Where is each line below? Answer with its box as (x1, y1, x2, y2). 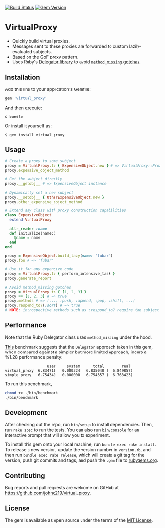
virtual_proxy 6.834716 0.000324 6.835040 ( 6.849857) (5, 368, 133, 373)
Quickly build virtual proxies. (12, 38, 70, 44)
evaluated (12, 48, 33, 54)
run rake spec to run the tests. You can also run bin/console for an (5, 427, 139, 433)
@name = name (14, 235, 41, 240)
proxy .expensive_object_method (5, 168, 69, 173)
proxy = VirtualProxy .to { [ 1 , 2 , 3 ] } (5, 289, 87, 294)
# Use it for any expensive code (5, 267, 74, 272)
